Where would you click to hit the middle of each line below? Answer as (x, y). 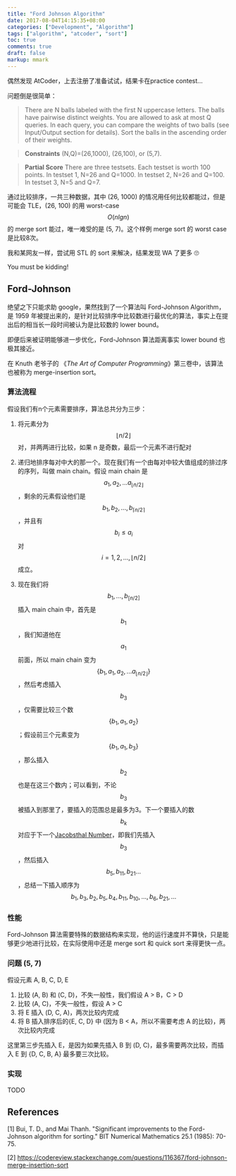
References (33, 1112)
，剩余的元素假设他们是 (51, 496)
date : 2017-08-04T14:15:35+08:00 (56, 20)
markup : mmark (28, 60)
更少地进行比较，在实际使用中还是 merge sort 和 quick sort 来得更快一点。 (121, 943)
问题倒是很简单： (32, 95)
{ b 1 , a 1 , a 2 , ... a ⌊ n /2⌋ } (124, 672)
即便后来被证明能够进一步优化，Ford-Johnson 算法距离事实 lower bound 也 (116, 339)
